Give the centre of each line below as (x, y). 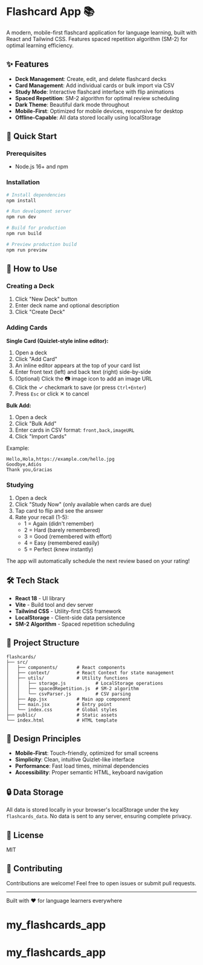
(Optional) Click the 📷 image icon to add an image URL (84, 379)
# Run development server (39, 211)
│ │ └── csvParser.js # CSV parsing (69, 694)
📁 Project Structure (43, 643)
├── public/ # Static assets (62, 715)
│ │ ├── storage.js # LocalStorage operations (85, 683)
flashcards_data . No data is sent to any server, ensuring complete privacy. (99, 816)
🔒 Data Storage (35, 792)
